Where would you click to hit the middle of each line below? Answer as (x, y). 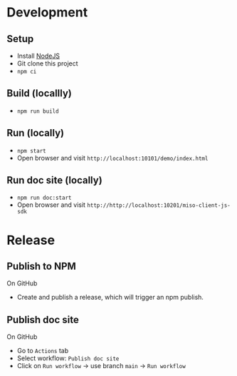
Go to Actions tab (43, 351)
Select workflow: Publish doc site (68, 358)
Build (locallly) (39, 93)
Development (47, 12)
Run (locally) (36, 133)
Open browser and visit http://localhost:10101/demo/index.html (112, 158)
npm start (32, 151)
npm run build (38, 111)
